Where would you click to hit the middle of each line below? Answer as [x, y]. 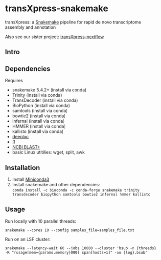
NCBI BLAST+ [26, 147]
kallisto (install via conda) [38, 131]
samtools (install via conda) [40, 111]
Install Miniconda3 [31, 179]
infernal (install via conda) [38, 121]
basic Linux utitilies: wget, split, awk [48, 152]
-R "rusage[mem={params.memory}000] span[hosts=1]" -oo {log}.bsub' [76, 252]
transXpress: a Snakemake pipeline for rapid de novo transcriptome [73, 22]
